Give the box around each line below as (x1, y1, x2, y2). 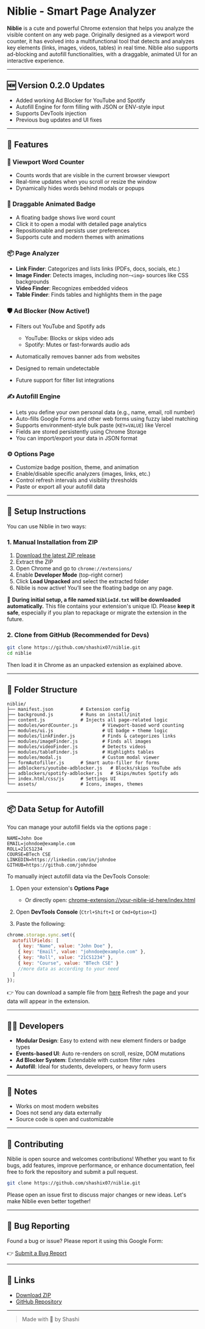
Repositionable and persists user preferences (15, 227, 130, 234)
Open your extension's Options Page (15, 884, 109, 892)
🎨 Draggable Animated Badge (7, 200, 96, 208)
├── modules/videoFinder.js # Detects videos (7, 743, 147, 749)
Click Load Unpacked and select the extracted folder (15, 578, 149, 585)
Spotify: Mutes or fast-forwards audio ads (24, 341, 130, 349)
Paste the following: (15, 920, 66, 927)
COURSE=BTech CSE (7, 851, 51, 857)
